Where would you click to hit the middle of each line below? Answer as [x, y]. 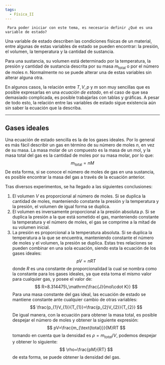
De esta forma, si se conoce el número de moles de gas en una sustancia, [80, 171]
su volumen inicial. [31, 227]
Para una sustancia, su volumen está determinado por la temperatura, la [78, 61]
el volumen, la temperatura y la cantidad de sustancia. [60, 51]
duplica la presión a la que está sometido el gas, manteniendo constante [85, 217]
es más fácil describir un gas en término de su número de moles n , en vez [80, 145]
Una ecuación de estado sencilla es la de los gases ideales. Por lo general [80, 140]
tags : [11, 10]
